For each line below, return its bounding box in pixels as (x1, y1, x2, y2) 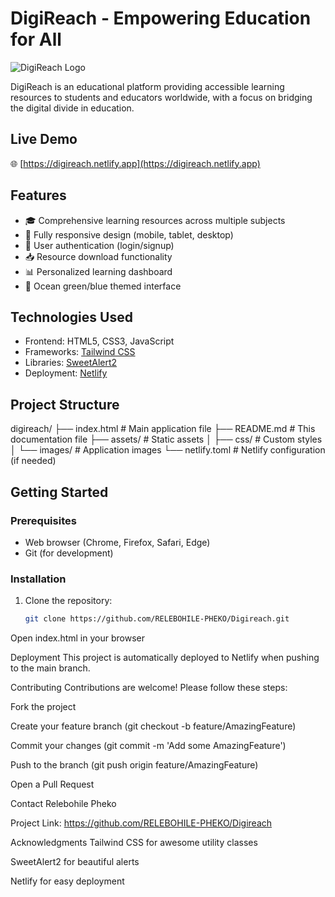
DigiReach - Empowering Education (10, 7, 312, 30)
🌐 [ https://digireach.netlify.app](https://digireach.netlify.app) (10, 157, 261, 169)
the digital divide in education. (10, 102, 135, 114)
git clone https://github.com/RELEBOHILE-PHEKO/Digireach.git (24, 614, 290, 624)
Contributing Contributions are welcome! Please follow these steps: (10, 682, 288, 694)
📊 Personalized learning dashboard (24, 265, 173, 277)
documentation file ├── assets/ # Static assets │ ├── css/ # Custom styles (10, 433, 323, 446)
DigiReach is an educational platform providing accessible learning (10, 80, 285, 92)
